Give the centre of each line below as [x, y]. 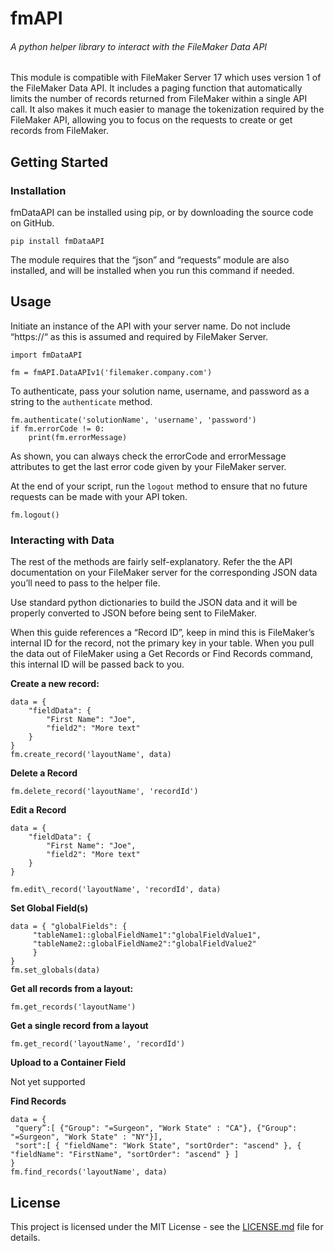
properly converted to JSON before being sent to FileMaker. [134, 613]
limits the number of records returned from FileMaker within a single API [159, 99]
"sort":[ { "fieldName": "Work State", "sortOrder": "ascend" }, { [158, 1146]
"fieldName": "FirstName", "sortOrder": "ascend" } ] [125, 1155]
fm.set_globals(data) [55, 970]
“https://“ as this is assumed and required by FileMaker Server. [139, 336]
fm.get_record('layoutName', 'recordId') [98, 1044]
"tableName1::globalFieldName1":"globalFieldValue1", [147, 935]
